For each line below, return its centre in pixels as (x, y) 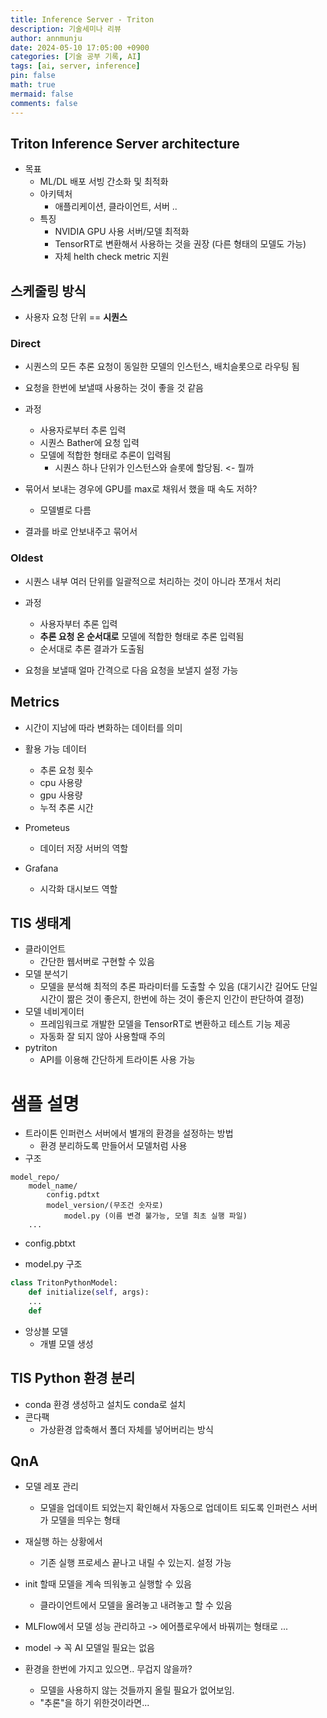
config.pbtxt (50, 1243)
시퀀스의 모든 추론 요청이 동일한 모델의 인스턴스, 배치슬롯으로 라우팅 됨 (162, 367)
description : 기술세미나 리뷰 (66, 29)
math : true (33, 85)
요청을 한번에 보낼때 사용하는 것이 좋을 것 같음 (114, 388)
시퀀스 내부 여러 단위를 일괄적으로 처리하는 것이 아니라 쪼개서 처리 (153, 581)
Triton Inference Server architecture (125, 143)
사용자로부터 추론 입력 (83, 430)
